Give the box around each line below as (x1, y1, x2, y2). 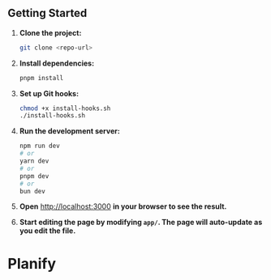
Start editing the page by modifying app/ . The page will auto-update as (19, 218, 263, 227)
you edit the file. (19, 226, 76, 235)
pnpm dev (19, 172, 49, 180)
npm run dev (19, 142, 60, 151)
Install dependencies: (19, 58, 95, 68)
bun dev (19, 187, 45, 195)
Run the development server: (19, 126, 121, 136)
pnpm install (19, 74, 64, 82)
